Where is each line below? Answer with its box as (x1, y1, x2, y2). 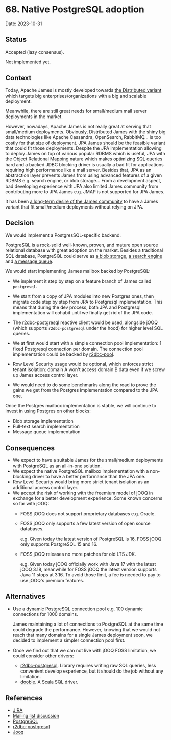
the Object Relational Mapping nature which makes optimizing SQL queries (5, 156, 163, 162)
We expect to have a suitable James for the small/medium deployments (12, 457, 163, 464)
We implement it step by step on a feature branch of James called (12, 278, 152, 284)
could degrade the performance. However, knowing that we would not (12, 627, 160, 632)
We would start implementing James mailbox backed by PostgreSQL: (5, 268, 151, 274)
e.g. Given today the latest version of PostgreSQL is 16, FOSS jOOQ (20, 536, 162, 542)
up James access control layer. (12, 372, 79, 378)
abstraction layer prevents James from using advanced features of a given (5, 172, 162, 178)
